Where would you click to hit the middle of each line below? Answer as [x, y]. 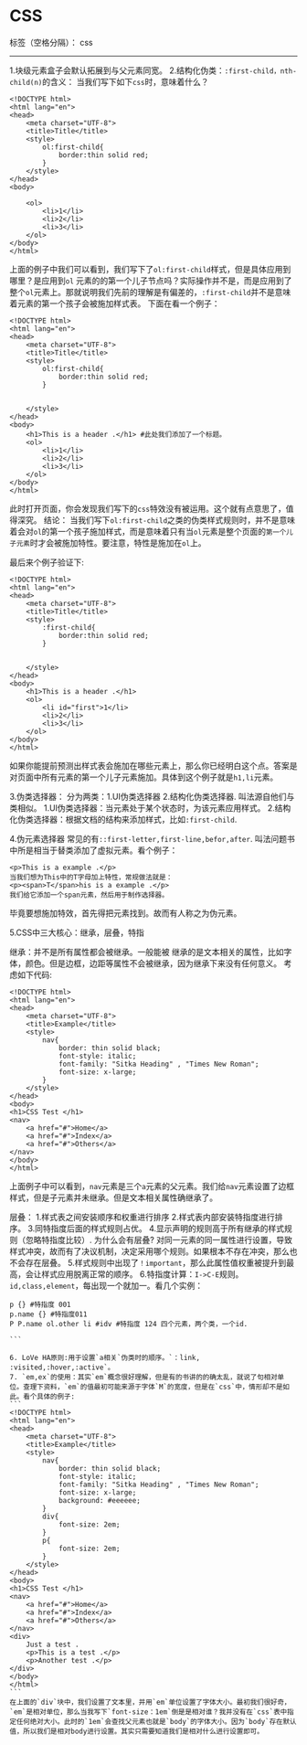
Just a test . [53, 1644]
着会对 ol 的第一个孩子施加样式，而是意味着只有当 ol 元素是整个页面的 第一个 [148, 531]
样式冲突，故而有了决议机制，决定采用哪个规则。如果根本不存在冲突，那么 [149, 1251]
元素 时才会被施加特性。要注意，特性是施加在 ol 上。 [111, 543]
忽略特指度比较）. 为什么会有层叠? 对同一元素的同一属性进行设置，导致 [159, 1240]
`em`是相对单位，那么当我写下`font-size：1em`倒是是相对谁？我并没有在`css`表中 [148, 1712]
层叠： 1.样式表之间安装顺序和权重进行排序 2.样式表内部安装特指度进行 [143, 1217]
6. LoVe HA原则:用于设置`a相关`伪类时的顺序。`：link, [105, 1357]
